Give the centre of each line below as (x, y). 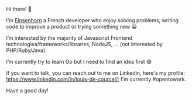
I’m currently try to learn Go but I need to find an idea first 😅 (79, 62)
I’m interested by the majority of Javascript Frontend (69, 38)
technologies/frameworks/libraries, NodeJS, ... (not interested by (84, 44)
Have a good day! (27, 90)
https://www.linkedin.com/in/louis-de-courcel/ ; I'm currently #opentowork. (96, 79)
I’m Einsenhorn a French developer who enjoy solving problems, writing (92, 20)
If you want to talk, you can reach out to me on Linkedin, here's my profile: (96, 73)
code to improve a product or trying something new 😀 (72, 27)
